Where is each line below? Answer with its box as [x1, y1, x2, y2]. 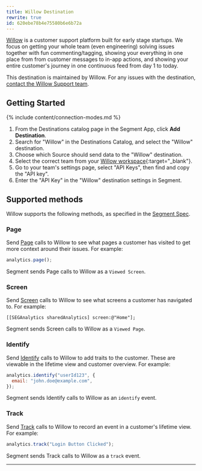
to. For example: [6, 303, 46, 311]
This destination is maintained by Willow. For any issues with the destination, [6, 74, 196, 81]
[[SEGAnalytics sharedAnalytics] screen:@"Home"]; [6, 315, 136, 321]
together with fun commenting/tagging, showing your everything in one [6, 49, 183, 57]
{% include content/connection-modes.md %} [6, 114, 121, 121]
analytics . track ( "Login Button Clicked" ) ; [6, 441, 114, 447]
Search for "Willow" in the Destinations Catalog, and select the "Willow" [14, 138, 194, 145]
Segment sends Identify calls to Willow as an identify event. [6, 394, 157, 402]
